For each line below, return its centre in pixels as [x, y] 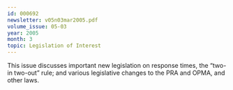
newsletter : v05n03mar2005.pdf [53, 20]
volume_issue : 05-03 [37, 26]
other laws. [23, 80]
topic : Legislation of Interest [54, 46]
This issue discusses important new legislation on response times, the [108, 65]
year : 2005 [23, 33]
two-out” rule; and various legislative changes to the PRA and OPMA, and [119, 73]
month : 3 [20, 39]
